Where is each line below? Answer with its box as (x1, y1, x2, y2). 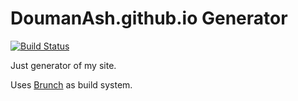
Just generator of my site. (10, 59, 117, 71)
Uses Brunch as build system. (10, 78, 133, 91)
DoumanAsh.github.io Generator (10, 7, 288, 30)
